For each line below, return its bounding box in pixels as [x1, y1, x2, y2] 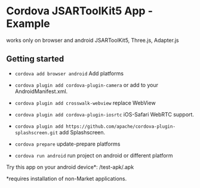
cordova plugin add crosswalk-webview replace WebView [14, 99, 156, 106]
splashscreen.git [14, 130, 59, 135]
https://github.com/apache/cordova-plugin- [65, 124, 176, 130]
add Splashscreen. [59, 128, 106, 135]
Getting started [6, 54, 64, 64]
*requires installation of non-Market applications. [6, 175, 127, 182]
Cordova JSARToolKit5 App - [6, 4, 153, 18]
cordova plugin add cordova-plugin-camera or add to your [14, 81, 158, 88]
